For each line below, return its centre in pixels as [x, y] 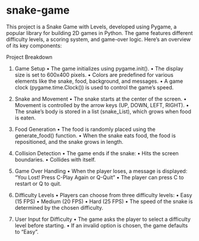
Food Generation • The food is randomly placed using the [85, 129]
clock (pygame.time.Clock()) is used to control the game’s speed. [94, 87]
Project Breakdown [29, 57]
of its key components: [34, 46]
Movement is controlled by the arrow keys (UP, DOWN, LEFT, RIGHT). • [102, 105]
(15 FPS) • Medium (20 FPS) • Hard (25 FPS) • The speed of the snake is [104, 201]
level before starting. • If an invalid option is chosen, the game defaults [101, 225]
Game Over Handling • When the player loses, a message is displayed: [101, 171]
